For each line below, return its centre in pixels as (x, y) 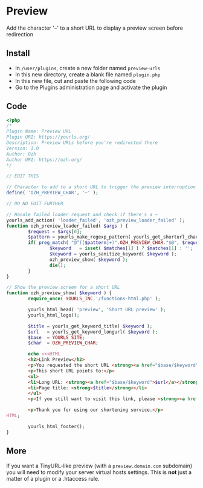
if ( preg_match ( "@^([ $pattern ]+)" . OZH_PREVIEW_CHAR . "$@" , (104, 243)
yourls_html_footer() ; (56, 426)
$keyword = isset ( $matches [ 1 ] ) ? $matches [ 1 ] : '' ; (121, 249)
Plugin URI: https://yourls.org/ (48, 137)
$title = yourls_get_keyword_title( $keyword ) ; (90, 326)
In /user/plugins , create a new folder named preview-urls (88, 68)
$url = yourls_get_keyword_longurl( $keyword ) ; (93, 332)
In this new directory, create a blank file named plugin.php (88, 74)
